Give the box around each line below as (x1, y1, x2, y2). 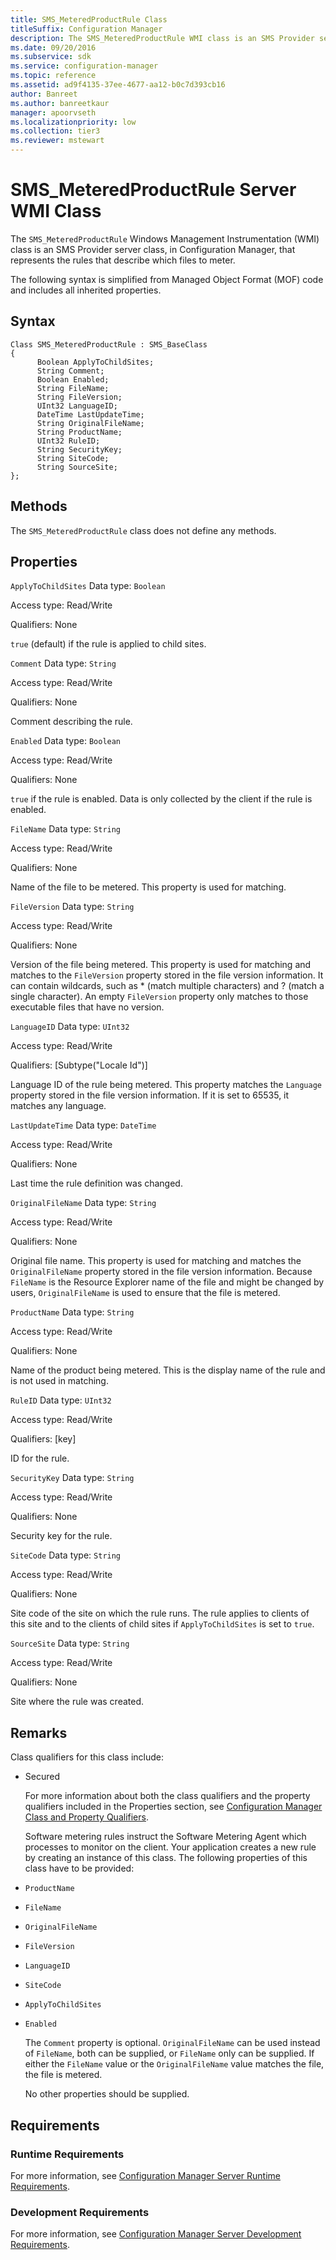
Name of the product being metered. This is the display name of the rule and (10, 1364, 326, 1376)
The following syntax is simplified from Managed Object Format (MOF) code (10, 273, 324, 285)
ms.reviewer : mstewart (10, 136, 105, 146)
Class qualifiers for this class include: (10, 1751, 165, 1763)
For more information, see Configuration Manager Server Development (10, 2228, 302, 2240)
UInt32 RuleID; (36, 436, 101, 446)
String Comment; (36, 366, 105, 376)
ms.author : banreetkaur (10, 98, 110, 108)
